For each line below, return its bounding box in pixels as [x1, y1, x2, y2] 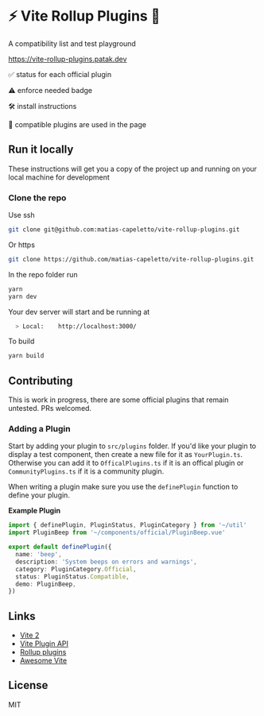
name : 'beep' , [15, 551, 62, 559]
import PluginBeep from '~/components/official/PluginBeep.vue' [8, 528, 226, 537]
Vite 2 [19, 630, 40, 641]
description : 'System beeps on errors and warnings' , [15, 558, 197, 566]
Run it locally [8, 143, 74, 157]
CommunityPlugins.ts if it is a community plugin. [8, 466, 165, 476]
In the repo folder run [8, 269, 78, 279]
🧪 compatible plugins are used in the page [8, 119, 147, 129]
